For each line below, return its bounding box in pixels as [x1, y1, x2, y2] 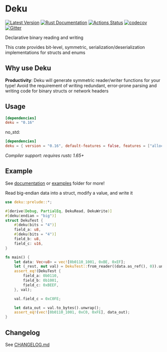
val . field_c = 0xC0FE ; [14, 296, 61, 301]
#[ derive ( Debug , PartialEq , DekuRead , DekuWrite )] [5, 208, 112, 214]
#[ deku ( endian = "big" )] [5, 213, 57, 218]
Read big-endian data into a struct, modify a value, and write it [5, 190, 133, 196]
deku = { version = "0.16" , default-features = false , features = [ [5, 143, 150, 149]
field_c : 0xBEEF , [23, 283, 59, 288]
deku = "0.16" [5, 120, 35, 125]
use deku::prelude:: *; [5, 199, 52, 205]
